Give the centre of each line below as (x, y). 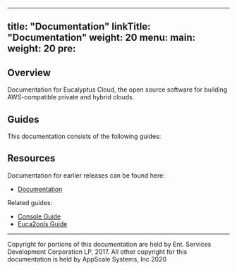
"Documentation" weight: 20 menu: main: (102, 38)
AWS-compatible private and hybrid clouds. (71, 97)
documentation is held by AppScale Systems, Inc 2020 (87, 259)
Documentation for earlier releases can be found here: (86, 175)
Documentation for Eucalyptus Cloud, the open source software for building (117, 90)
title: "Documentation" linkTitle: (79, 26)
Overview (29, 72)
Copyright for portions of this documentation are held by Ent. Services (109, 244)
